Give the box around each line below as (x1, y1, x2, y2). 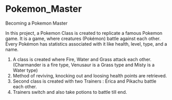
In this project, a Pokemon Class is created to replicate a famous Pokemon (5, 30, 163, 36)
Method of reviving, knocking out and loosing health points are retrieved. (12, 72, 167, 78)
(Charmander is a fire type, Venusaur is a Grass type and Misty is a (12, 62, 155, 68)
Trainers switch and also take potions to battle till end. (12, 89, 127, 95)
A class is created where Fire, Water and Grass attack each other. (12, 56, 151, 62)
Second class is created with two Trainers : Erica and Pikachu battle (12, 78, 157, 84)
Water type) (12, 67, 38, 73)
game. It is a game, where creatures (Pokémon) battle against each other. (5, 35, 161, 42)
